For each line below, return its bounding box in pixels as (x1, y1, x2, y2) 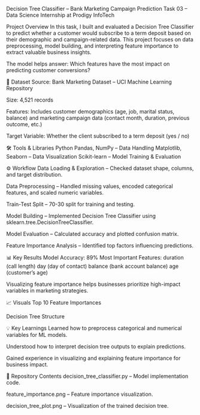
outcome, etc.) (6, 121, 43, 128)
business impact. (6, 361, 49, 368)
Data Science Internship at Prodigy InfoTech (6, 11, 115, 19)
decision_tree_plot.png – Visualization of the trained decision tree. (6, 402, 169, 409)
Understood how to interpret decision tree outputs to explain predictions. (6, 343, 186, 350)
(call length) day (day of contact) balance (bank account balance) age (6, 262, 179, 270)
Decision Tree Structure (6, 313, 65, 320)
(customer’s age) (6, 269, 48, 276)
